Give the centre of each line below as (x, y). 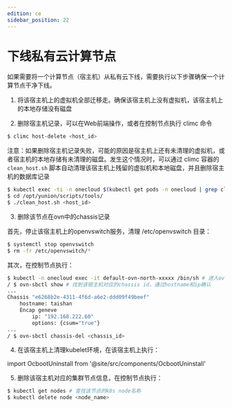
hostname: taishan (46, 304)
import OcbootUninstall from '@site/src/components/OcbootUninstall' (106, 364)
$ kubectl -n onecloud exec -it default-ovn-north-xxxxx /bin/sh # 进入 (113, 278)
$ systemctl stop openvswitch (51, 244)
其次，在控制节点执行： (40, 265)
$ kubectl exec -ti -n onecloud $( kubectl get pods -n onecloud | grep (112, 190)
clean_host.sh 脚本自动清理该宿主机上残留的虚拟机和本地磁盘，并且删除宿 (113, 168)
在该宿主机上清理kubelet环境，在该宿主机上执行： (88, 350)
